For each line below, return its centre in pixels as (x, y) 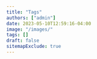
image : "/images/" (30, 29)
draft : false (23, 41)
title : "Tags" (24, 12)
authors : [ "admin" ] (31, 18)
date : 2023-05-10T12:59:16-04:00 (49, 23)
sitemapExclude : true (34, 47)
